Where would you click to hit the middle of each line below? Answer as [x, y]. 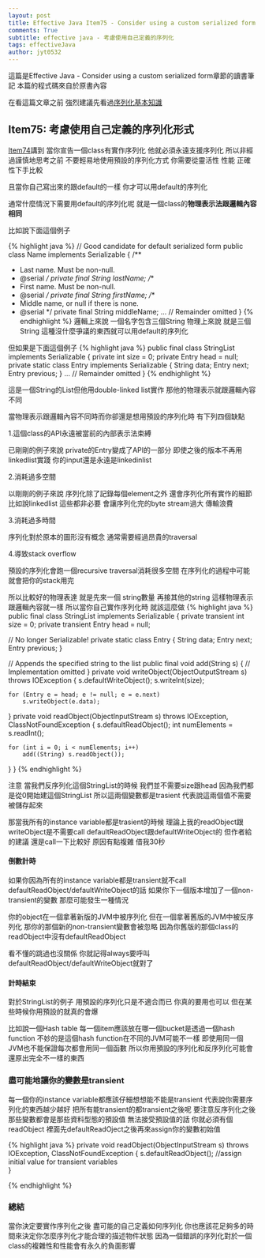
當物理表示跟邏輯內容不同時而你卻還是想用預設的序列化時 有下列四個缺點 [127, 416]
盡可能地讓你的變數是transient [66, 1081]
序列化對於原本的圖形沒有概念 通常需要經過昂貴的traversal [103, 537]
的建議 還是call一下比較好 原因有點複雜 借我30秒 [87, 842]
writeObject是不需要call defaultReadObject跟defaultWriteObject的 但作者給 [130, 831]
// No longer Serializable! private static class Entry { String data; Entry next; [130, 639]
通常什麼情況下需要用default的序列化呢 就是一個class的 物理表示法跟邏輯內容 [132, 203]
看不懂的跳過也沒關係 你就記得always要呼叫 [79, 954]
